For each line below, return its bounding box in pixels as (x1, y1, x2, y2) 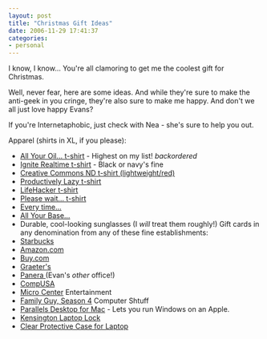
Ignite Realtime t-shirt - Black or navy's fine (19, 159, 164, 169)
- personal (8, 42, 45, 50)
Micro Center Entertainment (19, 288, 112, 297)
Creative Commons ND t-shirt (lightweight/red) (19, 168, 176, 178)
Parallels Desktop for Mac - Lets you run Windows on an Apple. (19, 305, 230, 314)
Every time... (19, 202, 62, 212)
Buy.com (19, 253, 50, 263)
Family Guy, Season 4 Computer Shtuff (19, 296, 150, 305)
